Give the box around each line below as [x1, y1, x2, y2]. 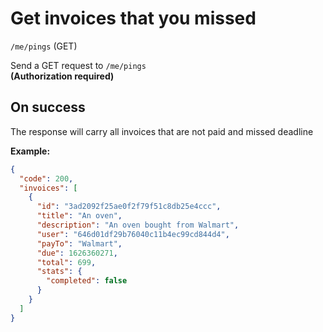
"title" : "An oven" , [36, 211, 123, 221]
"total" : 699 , [36, 257, 97, 267]
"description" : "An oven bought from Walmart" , [36, 220, 240, 230]
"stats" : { [36, 267, 83, 277]
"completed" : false [46, 276, 128, 286]
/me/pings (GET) [10, 40, 78, 52]
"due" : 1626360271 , [36, 248, 118, 258]
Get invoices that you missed [10, 7, 257, 30]
